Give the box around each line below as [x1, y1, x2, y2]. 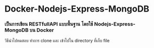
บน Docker [29, 27, 54, 33]
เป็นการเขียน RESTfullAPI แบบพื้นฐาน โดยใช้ [4, 21, 93, 28]
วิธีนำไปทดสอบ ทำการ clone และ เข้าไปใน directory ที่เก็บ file [4, 38, 110, 44]
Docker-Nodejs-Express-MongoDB [4, 3, 149, 15]
